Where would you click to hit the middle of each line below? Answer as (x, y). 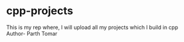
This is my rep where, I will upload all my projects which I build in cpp (92, 27)
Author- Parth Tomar (32, 33)
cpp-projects (40, 11)
